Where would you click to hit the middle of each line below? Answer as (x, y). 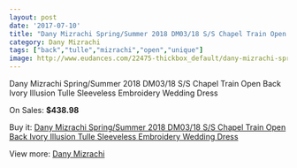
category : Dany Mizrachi (55, 42)
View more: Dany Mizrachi (57, 154)
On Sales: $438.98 (44, 110)
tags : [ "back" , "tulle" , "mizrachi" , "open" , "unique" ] (106, 50)
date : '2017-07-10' (45, 26)
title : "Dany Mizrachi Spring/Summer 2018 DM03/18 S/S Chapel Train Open (148, 34)
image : (21, 58)
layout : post (33, 17)
